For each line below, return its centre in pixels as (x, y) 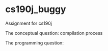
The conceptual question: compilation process (54, 33)
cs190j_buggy (36, 9)
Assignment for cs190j (29, 23)
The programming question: (34, 43)
